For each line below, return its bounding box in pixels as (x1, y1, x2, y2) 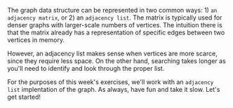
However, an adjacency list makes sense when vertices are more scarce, (7, 49, 218, 58)
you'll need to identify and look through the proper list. (7, 65, 165, 72)
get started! (7, 93, 41, 101)
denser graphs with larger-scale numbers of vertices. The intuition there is (7, 21, 222, 29)
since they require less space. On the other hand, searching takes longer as (7, 57, 226, 65)
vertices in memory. (7, 36, 65, 44)
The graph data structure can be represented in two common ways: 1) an (7, 6, 218, 14)
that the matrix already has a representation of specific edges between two (7, 28, 225, 36)
